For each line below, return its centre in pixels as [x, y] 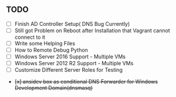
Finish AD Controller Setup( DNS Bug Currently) [72, 24]
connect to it [30, 37]
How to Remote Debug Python [51, 50]
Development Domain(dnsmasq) [53, 88]
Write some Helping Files [45, 43]
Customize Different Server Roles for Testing [69, 70]
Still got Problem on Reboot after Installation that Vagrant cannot [92, 30]
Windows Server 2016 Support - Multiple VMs [70, 57]
